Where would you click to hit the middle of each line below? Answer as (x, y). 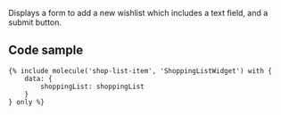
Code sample (46, 50)
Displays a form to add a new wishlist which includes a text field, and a (138, 13)
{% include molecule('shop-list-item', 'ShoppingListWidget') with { (140, 70)
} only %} (27, 102)
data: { (38, 78)
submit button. (35, 22)
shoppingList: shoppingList (92, 86)
